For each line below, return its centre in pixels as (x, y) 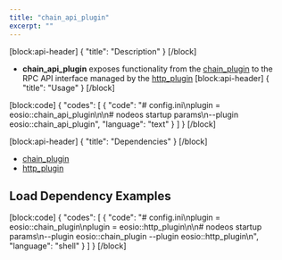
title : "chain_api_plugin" (59, 17)
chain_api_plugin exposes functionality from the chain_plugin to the (148, 69)
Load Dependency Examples (90, 196)
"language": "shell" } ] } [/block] (68, 246)
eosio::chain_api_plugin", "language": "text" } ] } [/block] (113, 124)
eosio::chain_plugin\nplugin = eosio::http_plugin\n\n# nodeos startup (136, 227)
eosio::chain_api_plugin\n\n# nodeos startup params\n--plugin (124, 114)
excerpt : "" (31, 26)
